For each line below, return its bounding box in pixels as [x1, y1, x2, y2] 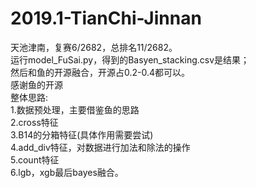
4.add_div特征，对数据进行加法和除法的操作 [10, 141, 191, 153]
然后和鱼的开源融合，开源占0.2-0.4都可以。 [10, 66, 191, 78]
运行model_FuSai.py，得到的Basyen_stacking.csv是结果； [10, 53, 250, 66]
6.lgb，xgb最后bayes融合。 [10, 166, 124, 178]
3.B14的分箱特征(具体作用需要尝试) [10, 128, 154, 141]
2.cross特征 [10, 116, 59, 128]
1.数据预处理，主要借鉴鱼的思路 [10, 103, 140, 116]
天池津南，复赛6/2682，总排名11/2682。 [10, 41, 178, 53]
